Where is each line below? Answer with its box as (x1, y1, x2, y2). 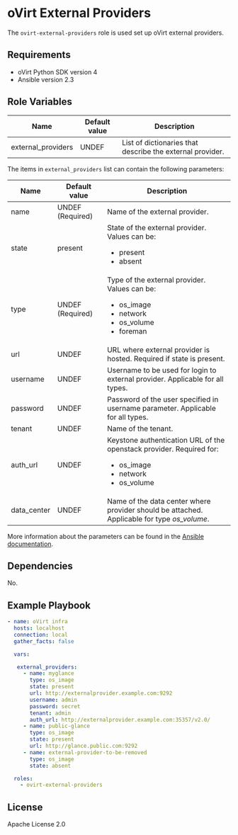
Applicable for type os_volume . (107, 513, 210, 523)
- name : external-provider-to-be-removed (23, 749, 147, 756)
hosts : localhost (13, 625, 65, 632)
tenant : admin (29, 710, 72, 717)
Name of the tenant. (107, 424, 174, 433)
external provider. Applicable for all (107, 374, 224, 384)
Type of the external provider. (107, 275, 206, 285)
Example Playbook (7, 599, 91, 611)
